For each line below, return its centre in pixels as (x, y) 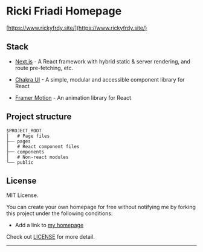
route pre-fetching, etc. (44, 68)
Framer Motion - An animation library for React (73, 97)
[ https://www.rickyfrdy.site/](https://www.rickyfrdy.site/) (77, 28)
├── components (25, 152)
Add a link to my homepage (49, 225)
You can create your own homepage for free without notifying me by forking (101, 207)
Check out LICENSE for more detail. (50, 237)
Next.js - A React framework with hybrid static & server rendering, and (102, 61)
